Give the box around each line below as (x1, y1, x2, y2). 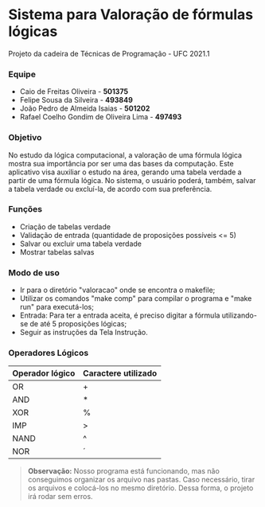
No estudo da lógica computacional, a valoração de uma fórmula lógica (8, 150, 243, 160)
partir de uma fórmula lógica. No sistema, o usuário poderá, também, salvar (8, 175, 256, 185)
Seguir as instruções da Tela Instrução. (19, 328, 149, 337)
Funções (8, 204, 42, 215)
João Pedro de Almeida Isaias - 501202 (19, 103, 150, 113)
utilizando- (221, 310, 257, 320)
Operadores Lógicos (8, 348, 89, 359)
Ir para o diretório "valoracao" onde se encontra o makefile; (19, 285, 216, 295)
